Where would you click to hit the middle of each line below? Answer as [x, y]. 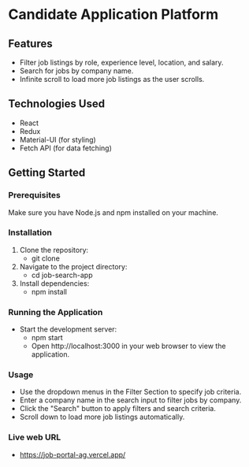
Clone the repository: [54, 250]
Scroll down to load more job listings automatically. [102, 417]
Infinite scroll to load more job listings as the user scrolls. [112, 79]
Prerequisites [34, 195]
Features [30, 44]
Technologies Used [56, 104]
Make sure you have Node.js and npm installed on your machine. [113, 212]
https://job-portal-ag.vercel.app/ [72, 454]
